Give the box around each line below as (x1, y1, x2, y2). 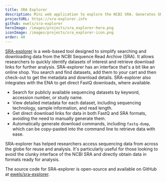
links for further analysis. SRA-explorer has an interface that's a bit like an (5, 64, 155, 70)
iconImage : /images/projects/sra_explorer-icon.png (5, 30, 114, 35)
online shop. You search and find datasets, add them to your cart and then (5, 69, 157, 75)
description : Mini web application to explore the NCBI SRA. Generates (5, 12, 156, 17)
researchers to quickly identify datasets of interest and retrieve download (5, 59, 155, 65)
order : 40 (5, 35, 26, 40)
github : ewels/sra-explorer (5, 21, 63, 26)
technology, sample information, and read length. (12, 105, 113, 111)
